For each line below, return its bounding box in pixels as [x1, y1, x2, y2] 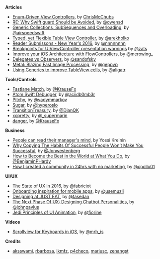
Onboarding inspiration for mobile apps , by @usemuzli [12, 188, 124, 194]
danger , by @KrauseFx [12, 118, 60, 124]
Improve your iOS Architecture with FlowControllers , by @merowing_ [12, 51, 153, 57]
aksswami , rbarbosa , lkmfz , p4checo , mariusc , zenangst [12, 248, 129, 254]
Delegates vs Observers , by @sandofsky [12, 56, 96, 62]
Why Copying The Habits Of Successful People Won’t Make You [12, 142, 144, 148]
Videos [5, 219, 20, 225]
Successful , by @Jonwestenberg [12, 148, 80, 153]
